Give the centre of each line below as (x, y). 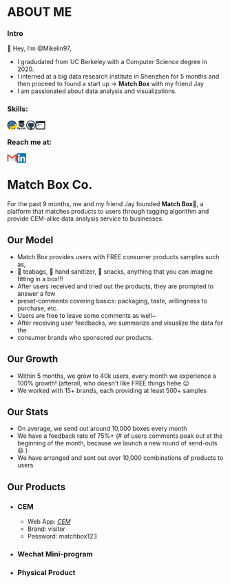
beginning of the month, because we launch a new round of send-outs (117, 443)
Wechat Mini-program (55, 554)
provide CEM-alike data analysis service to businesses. (85, 219)
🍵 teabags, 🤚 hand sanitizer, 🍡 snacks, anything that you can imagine (115, 271)
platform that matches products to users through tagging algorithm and (108, 212)
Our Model (30, 240)
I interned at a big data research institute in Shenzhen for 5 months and (118, 77)
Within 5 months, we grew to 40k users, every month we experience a (117, 376)
